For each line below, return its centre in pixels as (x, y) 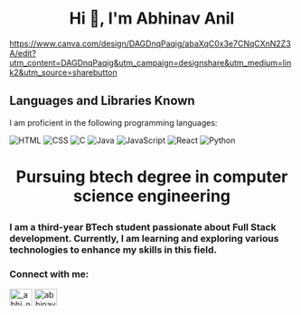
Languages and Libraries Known (103, 101)
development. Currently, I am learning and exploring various (144, 238)
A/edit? (23, 52)
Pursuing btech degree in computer (152, 177)
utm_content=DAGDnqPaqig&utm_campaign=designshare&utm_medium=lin (150, 62)
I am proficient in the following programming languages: (113, 122)
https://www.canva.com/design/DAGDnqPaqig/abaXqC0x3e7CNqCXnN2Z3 (150, 43)
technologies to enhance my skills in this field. (113, 250)
